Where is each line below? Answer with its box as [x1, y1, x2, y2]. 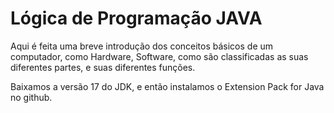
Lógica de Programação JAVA [10, 7, 263, 30]
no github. [10, 91, 53, 103]
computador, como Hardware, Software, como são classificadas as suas [10, 50, 309, 62]
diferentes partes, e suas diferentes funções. [10, 61, 196, 73]
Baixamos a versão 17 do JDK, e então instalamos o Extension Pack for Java [10, 80, 325, 92]
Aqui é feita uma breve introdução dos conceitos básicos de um [10, 40, 274, 52]
